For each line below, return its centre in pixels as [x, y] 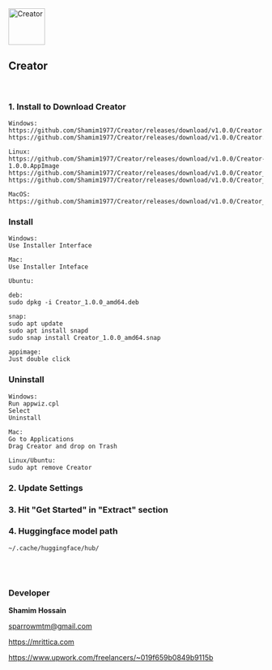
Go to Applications [41, 439]
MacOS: [19, 195]
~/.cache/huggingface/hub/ [54, 548]
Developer [29, 593]
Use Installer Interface [50, 246]
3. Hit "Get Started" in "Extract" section [88, 509]
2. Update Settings [46, 487]
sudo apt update [36, 324]
